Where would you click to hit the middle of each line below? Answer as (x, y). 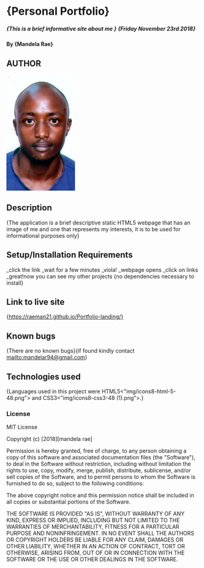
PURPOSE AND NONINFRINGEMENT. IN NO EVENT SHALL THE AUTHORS (100, 533)
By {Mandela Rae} (30, 44)
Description (29, 208)
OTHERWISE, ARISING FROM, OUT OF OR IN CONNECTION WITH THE (96, 553)
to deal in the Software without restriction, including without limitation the (99, 464)
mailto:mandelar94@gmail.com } (47, 358)
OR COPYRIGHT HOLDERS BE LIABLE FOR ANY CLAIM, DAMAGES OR (95, 540)
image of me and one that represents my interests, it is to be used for (93, 229)
